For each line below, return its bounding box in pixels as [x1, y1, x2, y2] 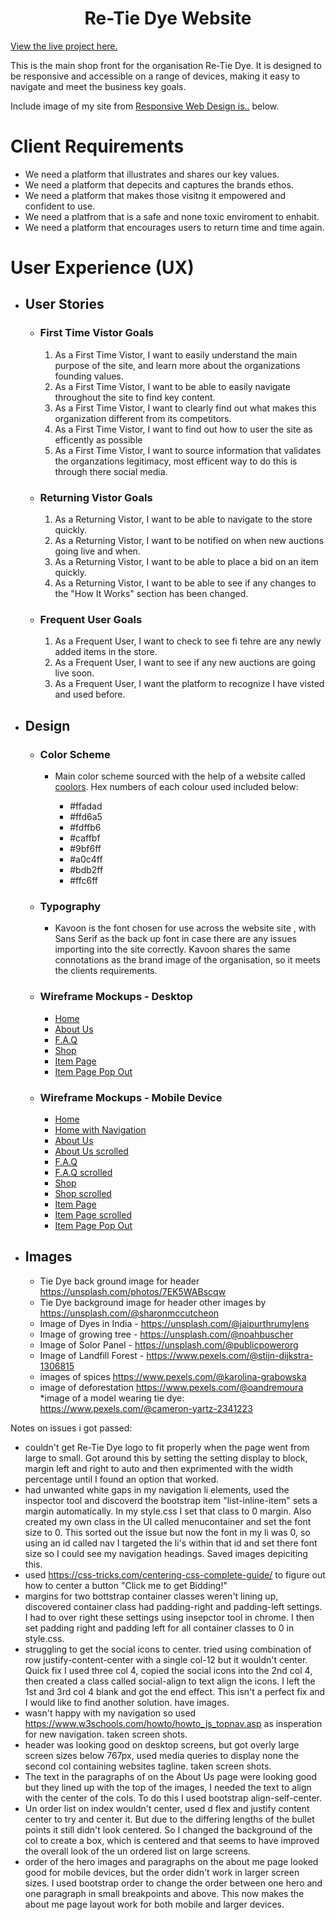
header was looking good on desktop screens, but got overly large [24, 1738, 300, 1751]
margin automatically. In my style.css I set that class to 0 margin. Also [24, 1505, 312, 1517]
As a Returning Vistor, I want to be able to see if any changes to [54, 577, 317, 589]
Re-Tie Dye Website [84, 7, 252, 30]
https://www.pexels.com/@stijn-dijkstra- [146, 1349, 314, 1361]
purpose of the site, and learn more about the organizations [54, 359, 301, 371]
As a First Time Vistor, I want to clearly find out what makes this [54, 402, 317, 414]
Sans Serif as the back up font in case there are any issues [54, 933, 297, 945]
